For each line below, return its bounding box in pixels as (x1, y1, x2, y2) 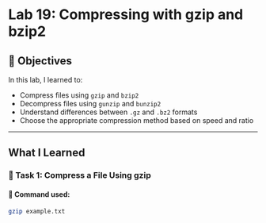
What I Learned (8, 146, 85, 160)
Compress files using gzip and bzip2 (19, 90, 139, 100)
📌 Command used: (8, 189, 70, 199)
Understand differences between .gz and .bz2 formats (19, 107, 198, 117)
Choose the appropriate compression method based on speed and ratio (19, 116, 254, 125)
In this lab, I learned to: (8, 75, 83, 84)
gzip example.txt (8, 207, 66, 215)
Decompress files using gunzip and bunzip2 (19, 99, 161, 108)
